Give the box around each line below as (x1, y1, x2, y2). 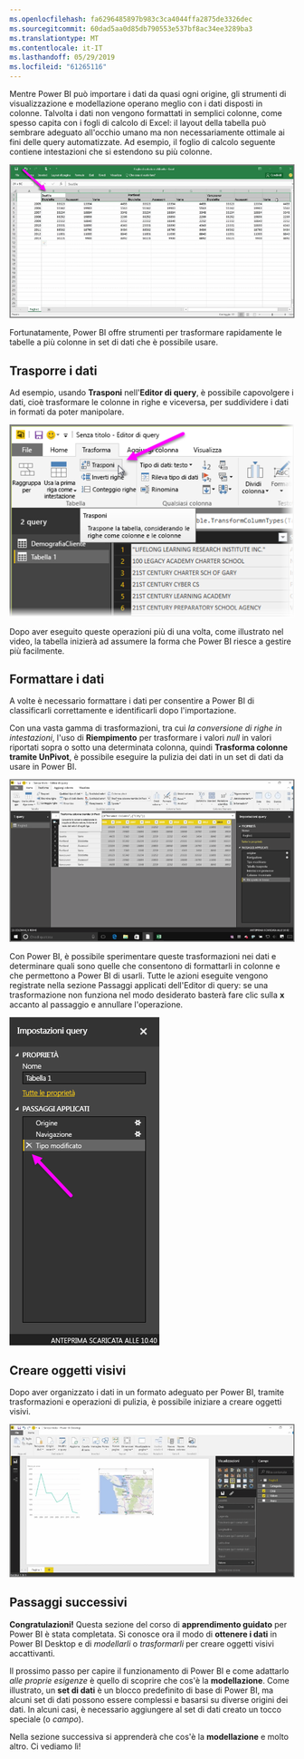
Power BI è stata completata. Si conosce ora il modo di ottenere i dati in (9, 1628, 278, 1639)
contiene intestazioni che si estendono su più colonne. (9, 146, 213, 157)
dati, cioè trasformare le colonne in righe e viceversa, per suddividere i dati (9, 397, 290, 407)
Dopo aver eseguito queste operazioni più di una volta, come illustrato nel (9, 626, 284, 637)
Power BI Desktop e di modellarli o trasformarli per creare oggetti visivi (9, 1638, 274, 1649)
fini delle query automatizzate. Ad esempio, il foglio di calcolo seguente (9, 137, 276, 147)
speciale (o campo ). (9, 1714, 84, 1725)
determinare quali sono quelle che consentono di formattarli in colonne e (9, 960, 280, 971)
